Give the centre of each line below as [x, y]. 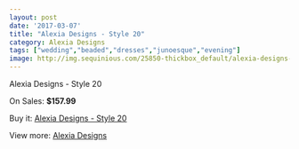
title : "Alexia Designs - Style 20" [77, 34]
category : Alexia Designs [57, 42]
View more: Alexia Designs [58, 135]
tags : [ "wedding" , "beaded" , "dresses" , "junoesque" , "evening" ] [125, 51]
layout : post [33, 17]
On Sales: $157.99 [43, 101]
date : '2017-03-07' [45, 26]
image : [21, 59]
